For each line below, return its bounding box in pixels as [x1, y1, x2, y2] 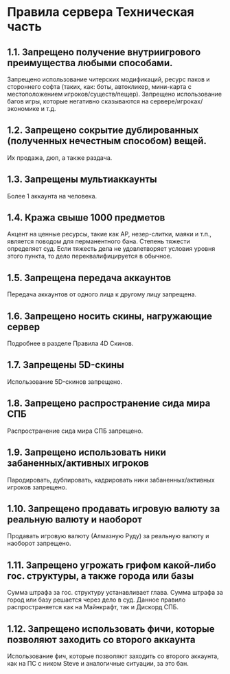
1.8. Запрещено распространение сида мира [7, 398, 211, 409]
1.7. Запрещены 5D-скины [7, 359, 125, 371]
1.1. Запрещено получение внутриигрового [7, 46, 201, 58]
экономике [7, 105, 40, 112]
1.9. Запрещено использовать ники [7, 447, 167, 458]
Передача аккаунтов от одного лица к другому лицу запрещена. [7, 290, 197, 298]
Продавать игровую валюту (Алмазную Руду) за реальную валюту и [7, 532, 209, 540]
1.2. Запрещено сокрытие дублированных [7, 125, 199, 136]
